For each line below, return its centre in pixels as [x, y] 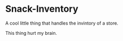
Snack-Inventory [42, 9]
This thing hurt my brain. [31, 33]
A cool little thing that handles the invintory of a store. [62, 23]
